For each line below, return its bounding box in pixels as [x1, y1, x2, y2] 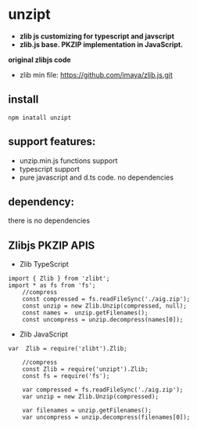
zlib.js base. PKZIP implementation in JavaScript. [19, 39, 184, 49]
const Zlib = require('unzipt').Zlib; [22, 365, 149, 373]
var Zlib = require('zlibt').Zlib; [8, 345, 127, 353]
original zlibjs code [8, 55, 72, 64]
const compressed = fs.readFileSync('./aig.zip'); [22, 296, 191, 304]
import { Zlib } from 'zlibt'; [8, 274, 110, 283]
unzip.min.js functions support [19, 155, 118, 165]
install [8, 93, 39, 107]
